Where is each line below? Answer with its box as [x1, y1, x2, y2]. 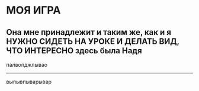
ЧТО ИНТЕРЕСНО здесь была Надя [6, 45, 142, 56]
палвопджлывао [6, 61, 48, 68]
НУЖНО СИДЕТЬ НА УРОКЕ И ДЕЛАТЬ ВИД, [6, 36, 179, 46]
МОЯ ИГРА [6, 4, 61, 17]
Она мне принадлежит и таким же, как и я [6, 27, 172, 37]
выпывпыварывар [6, 78, 52, 85]
